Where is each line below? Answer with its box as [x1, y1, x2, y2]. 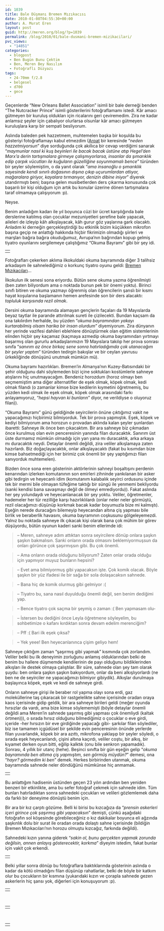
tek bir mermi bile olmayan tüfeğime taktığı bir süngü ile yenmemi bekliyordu [5, 481, 159, 487]
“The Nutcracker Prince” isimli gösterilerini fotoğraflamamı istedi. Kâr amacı [5, 108, 157, 113]
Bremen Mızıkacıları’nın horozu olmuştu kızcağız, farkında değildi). [5, 825, 139, 831]
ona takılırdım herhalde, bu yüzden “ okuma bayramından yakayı [5, 318, 134, 324]
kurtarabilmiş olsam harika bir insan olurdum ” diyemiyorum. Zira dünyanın [5, 323, 155, 329]
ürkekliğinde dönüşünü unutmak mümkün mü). [5, 354, 99, 360]
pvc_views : [5, 39, 27, 44]
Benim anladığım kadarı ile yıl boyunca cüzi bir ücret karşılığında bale [5, 209, 144, 215]
